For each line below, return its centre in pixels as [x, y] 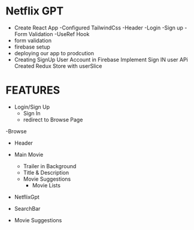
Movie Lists [46, 185]
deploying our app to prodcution [54, 53]
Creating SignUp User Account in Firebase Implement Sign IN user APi [101, 59]
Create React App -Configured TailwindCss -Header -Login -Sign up [99, 28]
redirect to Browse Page [53, 120]
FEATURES [33, 90]
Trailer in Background [50, 166]
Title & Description [46, 172]
